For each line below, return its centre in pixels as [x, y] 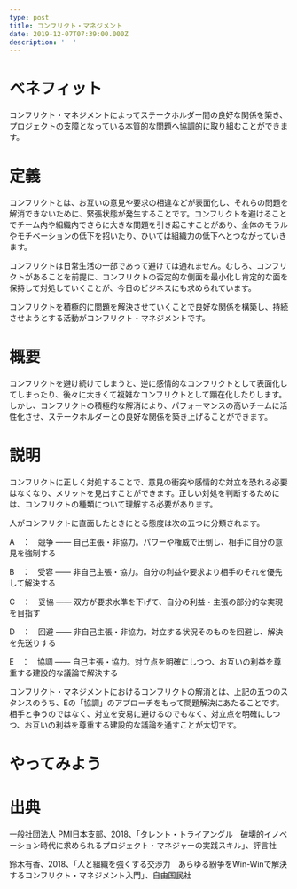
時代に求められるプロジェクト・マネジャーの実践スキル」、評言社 [158, 846]
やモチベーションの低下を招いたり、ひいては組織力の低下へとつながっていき [148, 236]
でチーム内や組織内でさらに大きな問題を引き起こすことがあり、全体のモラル [148, 225]
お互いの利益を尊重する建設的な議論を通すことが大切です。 [133, 725]
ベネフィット [56, 89]
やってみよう [55, 764]
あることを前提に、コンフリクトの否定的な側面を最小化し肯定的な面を [160, 277]
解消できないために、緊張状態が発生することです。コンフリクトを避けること [148, 214]
